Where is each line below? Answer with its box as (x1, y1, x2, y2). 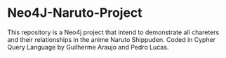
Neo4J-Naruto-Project (7, 5, 142, 21)
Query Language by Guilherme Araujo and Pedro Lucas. (7, 43, 169, 51)
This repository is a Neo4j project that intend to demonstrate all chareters (7, 28, 220, 36)
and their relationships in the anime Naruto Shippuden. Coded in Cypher (7, 35, 216, 43)
